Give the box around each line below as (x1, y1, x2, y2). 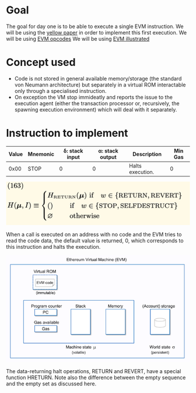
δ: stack (63, 147, 83, 155)
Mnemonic (27, 150, 54, 158)
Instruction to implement (6, 127, 128, 140)
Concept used (6, 56, 76, 69)
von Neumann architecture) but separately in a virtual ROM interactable (14, 81, 186, 88)
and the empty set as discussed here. (6, 380, 97, 387)
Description (132, 150, 162, 158)
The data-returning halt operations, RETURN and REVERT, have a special (6, 368, 181, 375)
